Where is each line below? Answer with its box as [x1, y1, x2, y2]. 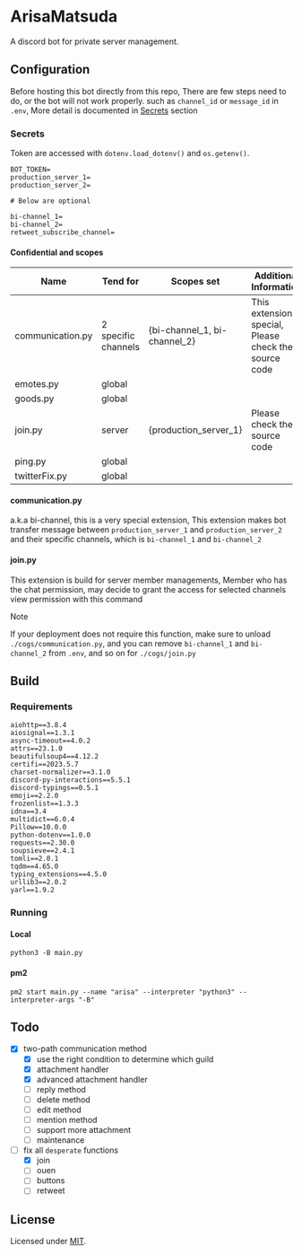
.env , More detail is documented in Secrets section [10, 105, 198, 116]
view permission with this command [10, 593, 143, 604]
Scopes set [170, 276, 220, 288]
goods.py [14, 392, 55, 405]
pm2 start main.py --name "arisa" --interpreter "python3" [10, 987, 236, 996]
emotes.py [14, 378, 59, 391]
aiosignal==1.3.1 [10, 729, 75, 738]
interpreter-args [10, 995, 75, 1005]
